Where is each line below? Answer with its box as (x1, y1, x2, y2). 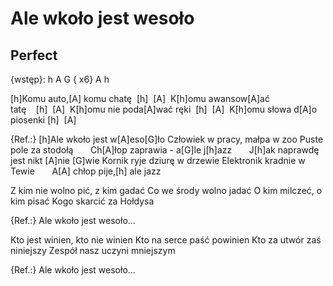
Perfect (10, 47, 58, 64)
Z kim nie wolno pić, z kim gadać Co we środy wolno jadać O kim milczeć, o (10, 185, 323, 196)
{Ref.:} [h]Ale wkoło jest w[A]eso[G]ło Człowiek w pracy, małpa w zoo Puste (10, 133, 324, 145)
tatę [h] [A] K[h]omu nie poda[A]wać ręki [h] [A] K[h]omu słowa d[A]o (10, 103, 318, 115)
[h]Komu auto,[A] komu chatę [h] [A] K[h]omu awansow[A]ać (10, 93, 270, 104)
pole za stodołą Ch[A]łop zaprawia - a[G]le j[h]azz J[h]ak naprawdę (10, 144, 320, 156)
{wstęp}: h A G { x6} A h (10, 73, 110, 85)
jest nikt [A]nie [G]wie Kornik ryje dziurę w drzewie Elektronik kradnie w (10, 155, 306, 166)
